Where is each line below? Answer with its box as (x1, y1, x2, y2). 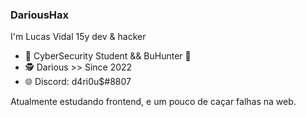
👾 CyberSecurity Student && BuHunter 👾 (24, 50, 192, 62)
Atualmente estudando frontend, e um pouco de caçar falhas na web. (10, 96, 297, 108)
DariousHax (10, 8, 70, 22)
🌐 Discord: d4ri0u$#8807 (24, 76, 132, 88)
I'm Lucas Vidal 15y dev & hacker (10, 31, 147, 43)
